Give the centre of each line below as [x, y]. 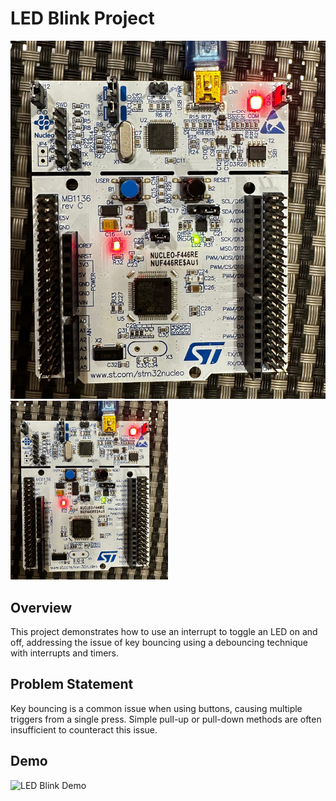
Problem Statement [72, 684]
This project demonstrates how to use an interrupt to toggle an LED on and [164, 631]
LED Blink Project [82, 18]
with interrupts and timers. [65, 653]
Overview [41, 607]
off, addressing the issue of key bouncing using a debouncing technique [159, 642]
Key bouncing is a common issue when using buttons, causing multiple [156, 708]
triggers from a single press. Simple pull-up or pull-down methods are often [166, 719]
